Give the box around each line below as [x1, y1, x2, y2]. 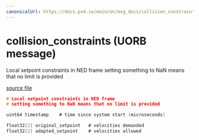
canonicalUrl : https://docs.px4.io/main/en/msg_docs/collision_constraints [6, 8, 197, 15]
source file [6, 84, 33, 91]
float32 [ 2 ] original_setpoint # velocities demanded [6, 123, 145, 129]
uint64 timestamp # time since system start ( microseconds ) [6, 112, 166, 118]
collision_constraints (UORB [6, 34, 147, 47]
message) [6, 47, 56, 60]
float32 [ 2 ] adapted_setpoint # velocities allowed [6, 128, 142, 134]
